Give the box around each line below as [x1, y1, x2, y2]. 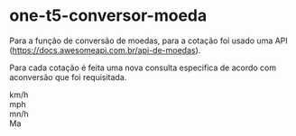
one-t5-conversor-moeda [9, 5, 208, 26]
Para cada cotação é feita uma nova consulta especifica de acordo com [9, 62, 277, 73]
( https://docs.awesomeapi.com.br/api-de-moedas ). [9, 44, 201, 55]
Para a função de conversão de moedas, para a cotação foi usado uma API [9, 35, 289, 46]
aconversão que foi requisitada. [9, 71, 127, 82]
